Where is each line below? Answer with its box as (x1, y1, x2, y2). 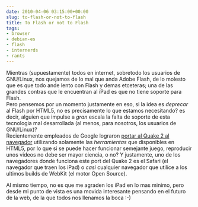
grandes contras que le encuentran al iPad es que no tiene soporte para (6, 88, 182, 95)
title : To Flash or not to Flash (6, 20, 89, 26)
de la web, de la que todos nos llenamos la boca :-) (6, 194, 132, 201)
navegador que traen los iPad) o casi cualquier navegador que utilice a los (6, 164, 188, 171)
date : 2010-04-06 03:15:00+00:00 (6, 8, 89, 15)
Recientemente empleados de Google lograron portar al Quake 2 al (6, 132, 170, 139)
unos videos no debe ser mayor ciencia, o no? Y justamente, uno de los (6, 151, 181, 158)
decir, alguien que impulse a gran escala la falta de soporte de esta (6, 113, 170, 120)
